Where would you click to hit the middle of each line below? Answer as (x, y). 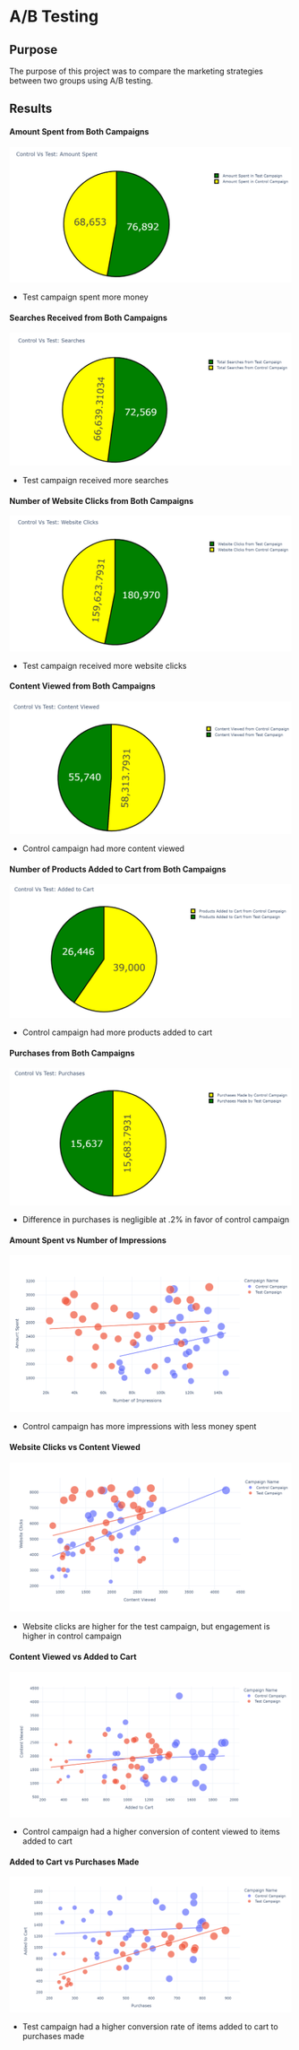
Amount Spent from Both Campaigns (79, 131)
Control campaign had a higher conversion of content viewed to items (151, 1831)
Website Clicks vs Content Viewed (75, 1447)
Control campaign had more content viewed (103, 848)
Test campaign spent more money (85, 297)
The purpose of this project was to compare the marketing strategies (137, 71)
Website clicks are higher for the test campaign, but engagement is (146, 1627)
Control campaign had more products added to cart (117, 1032)
